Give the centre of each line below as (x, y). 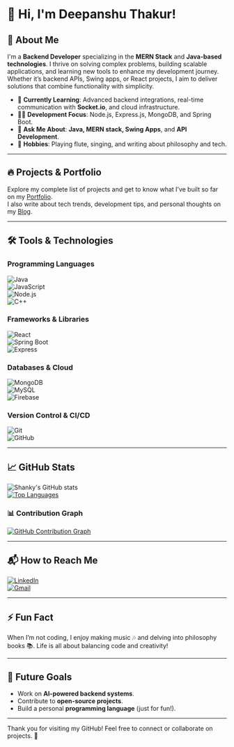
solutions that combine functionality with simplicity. (81, 86)
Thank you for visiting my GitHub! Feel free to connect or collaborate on (110, 728)
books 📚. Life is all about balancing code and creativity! (88, 646)
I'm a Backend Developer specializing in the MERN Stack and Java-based (115, 56)
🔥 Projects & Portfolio (55, 172)
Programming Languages (51, 264)
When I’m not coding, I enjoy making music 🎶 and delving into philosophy (112, 638)
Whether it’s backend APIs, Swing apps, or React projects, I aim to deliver (112, 79)
